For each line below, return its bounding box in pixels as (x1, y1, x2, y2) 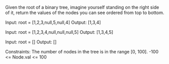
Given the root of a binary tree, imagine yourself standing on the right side (5, 5, 159, 10)
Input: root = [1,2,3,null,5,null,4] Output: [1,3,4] (5, 20, 101, 25)
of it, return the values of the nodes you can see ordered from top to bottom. (5, 10, 164, 16)
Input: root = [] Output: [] (5, 39, 57, 45)
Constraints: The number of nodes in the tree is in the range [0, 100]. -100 (5, 49, 159, 54)
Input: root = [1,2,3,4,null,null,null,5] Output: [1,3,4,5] (5, 29, 114, 35)
